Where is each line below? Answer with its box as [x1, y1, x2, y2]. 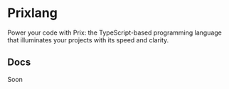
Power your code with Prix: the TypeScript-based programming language [7, 28, 223, 37]
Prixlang [7, 5, 58, 21]
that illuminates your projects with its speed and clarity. [7, 35, 169, 44]
